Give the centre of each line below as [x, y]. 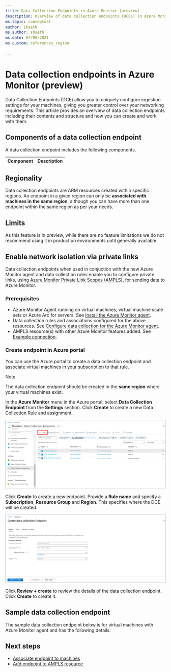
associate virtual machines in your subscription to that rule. [67, 367]
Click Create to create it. [31, 596]
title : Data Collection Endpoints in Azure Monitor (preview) [73, 11]
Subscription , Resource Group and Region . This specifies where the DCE [83, 502]
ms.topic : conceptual [28, 21]
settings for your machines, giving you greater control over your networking [85, 105]
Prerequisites [22, 298]
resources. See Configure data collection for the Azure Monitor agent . [86, 326]
